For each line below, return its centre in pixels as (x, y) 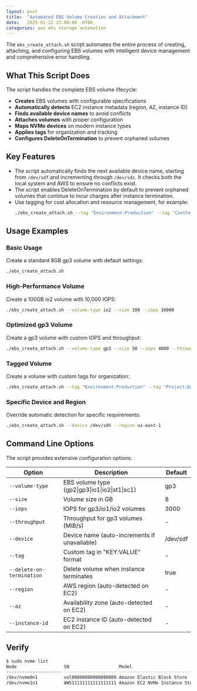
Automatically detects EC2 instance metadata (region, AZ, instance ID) (101, 107)
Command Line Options (50, 444)
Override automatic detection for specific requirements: (73, 415)
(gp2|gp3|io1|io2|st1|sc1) (100, 489)
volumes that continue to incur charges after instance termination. (94, 196)
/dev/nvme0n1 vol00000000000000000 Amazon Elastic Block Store (97, 678)
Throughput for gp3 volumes (103, 518)
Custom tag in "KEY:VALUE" (102, 552)
